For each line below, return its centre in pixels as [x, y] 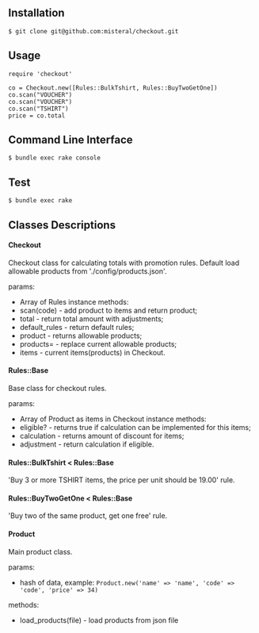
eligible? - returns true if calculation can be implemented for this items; [135, 428]
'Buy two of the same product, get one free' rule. [88, 516]
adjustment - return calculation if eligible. [87, 444]
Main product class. [40, 551]
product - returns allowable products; [81, 336]
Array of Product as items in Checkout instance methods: [113, 419]
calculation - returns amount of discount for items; [102, 436]
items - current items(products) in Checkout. [92, 352]
